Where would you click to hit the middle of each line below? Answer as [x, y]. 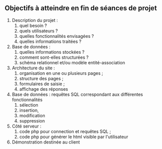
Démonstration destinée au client [46, 142]
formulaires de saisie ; [42, 84]
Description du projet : [35, 20]
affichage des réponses [44, 89]
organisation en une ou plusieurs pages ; [61, 73]
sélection [29, 105]
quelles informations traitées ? [50, 41]
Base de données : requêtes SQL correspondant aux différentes [77, 94]
